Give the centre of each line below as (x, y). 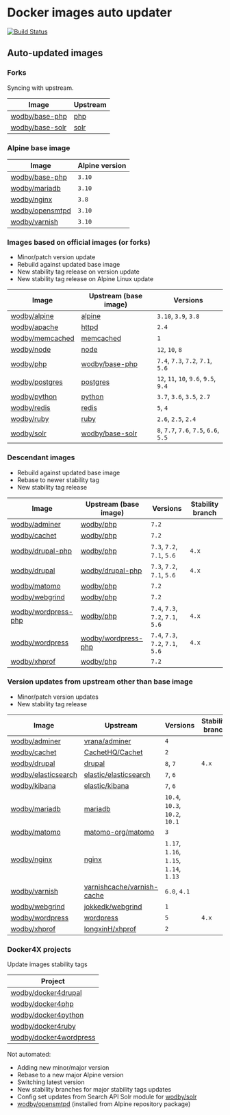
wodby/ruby (30, 419)
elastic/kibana (106, 785)
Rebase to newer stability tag (58, 480)
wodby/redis (30, 408)
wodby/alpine (32, 316)
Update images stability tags (47, 964)
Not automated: (29, 1055)
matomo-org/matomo (119, 832)
